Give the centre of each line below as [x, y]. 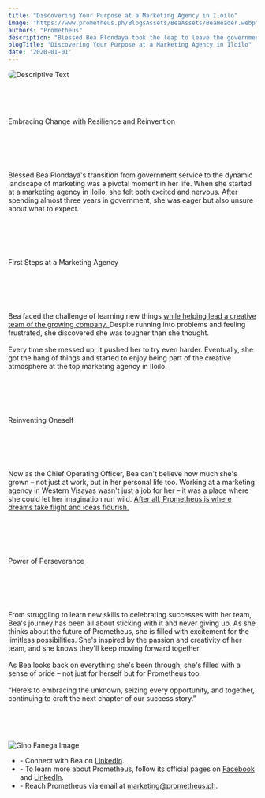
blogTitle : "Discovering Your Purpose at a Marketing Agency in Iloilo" [130, 45]
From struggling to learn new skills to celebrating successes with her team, [130, 615]
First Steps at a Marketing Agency [63, 262]
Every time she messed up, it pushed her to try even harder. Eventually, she [131, 349]
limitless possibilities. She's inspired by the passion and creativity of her [125, 640]
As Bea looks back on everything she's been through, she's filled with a [124, 665]
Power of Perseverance [46, 561]
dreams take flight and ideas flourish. [69, 507]
